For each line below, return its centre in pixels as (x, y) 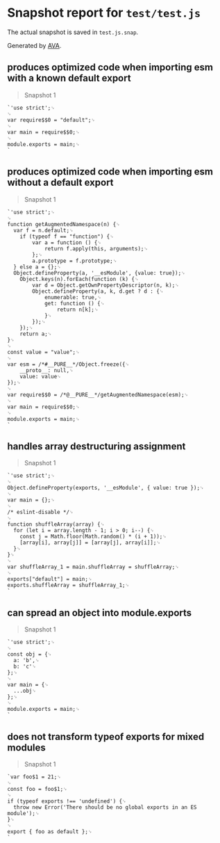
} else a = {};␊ (37, 267)
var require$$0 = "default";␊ (51, 120)
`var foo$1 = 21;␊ (34, 777)
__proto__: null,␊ (47, 370)
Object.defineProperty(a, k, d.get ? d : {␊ (98, 291)
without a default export (60, 183)
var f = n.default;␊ (44, 230)
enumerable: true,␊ (73, 297)
